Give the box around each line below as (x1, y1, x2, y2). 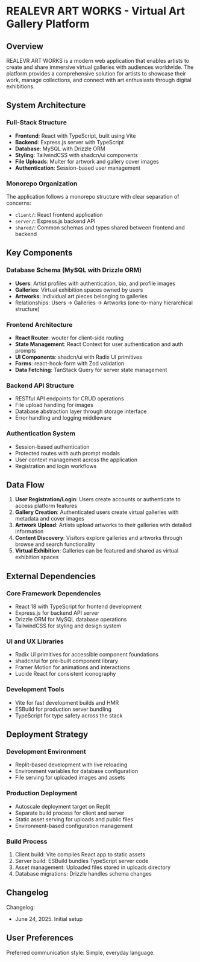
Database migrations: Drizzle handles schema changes (14, 870, 152, 877)
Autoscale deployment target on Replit (14, 803, 110, 810)
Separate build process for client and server (14, 809, 125, 816)
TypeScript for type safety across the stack (14, 711, 123, 719)
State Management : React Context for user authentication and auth (14, 340, 184, 348)
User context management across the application (14, 456, 137, 463)
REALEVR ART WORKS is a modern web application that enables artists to (6, 57, 190, 64)
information (14, 528, 44, 535)
